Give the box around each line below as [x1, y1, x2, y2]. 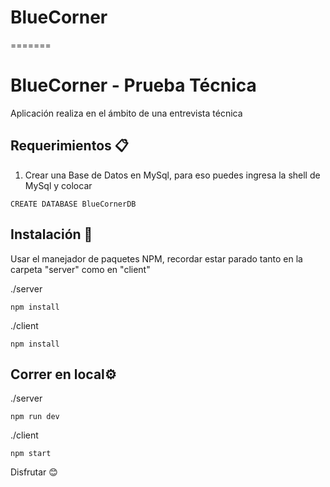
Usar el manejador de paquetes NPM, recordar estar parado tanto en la [10, 252, 303, 265]
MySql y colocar [24, 179, 93, 191]
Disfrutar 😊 [10, 466, 58, 478]
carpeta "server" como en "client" [10, 263, 151, 275]
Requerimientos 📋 [10, 137, 129, 155]
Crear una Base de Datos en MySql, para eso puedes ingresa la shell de [24, 169, 321, 181]
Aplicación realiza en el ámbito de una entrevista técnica [10, 107, 243, 119]
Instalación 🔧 [10, 226, 93, 243]
